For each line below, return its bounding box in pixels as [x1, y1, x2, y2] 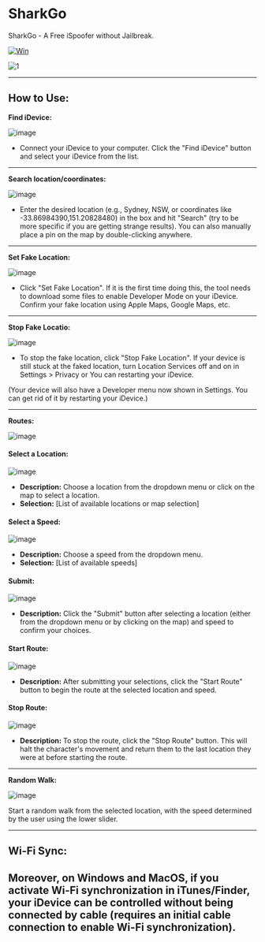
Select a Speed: [8, 517, 61, 527]
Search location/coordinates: [8, 174, 106, 184]
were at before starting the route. [19, 752, 128, 761]
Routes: [8, 415, 35, 426]
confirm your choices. [19, 626, 91, 635]
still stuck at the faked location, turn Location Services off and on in [19, 361, 240, 370]
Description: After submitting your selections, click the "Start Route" [19, 676, 243, 686]
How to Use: [8, 91, 69, 105]
